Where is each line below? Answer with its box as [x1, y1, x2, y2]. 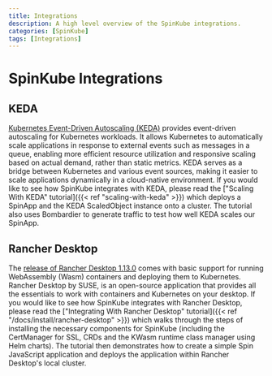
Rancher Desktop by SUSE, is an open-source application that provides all [8, 281, 257, 291]
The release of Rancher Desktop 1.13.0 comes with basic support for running [8, 263, 264, 273]
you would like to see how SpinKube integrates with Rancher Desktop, [8, 298, 243, 308]
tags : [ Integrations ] [8, 34, 82, 43]
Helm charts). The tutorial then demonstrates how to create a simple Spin [8, 341, 254, 351]
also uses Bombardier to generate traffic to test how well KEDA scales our [8, 210, 256, 219]
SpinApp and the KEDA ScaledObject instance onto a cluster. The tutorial [8, 201, 253, 211]
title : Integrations [8, 11, 79, 20]
